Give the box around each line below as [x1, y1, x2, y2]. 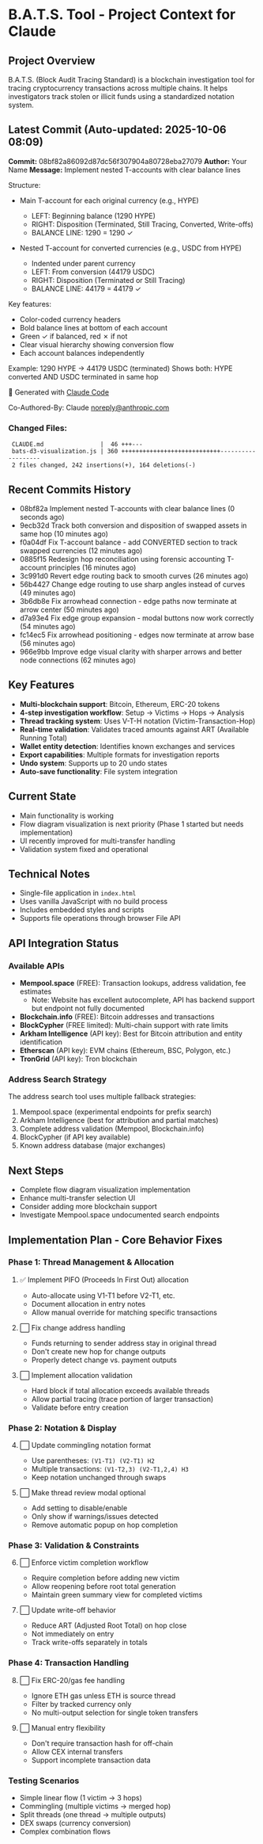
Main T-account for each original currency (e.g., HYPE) [19, 196, 199, 205]
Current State [8, 790, 77, 804]
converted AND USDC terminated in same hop [8, 372, 160, 381]
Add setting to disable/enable [31, 1503, 128, 1513]
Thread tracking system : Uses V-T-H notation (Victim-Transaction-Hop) [19, 716, 256, 726]
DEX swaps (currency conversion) [19, 1819, 132, 1828]
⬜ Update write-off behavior [19, 1605, 117, 1615]
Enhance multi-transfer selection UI [19, 1193, 136, 1203]
